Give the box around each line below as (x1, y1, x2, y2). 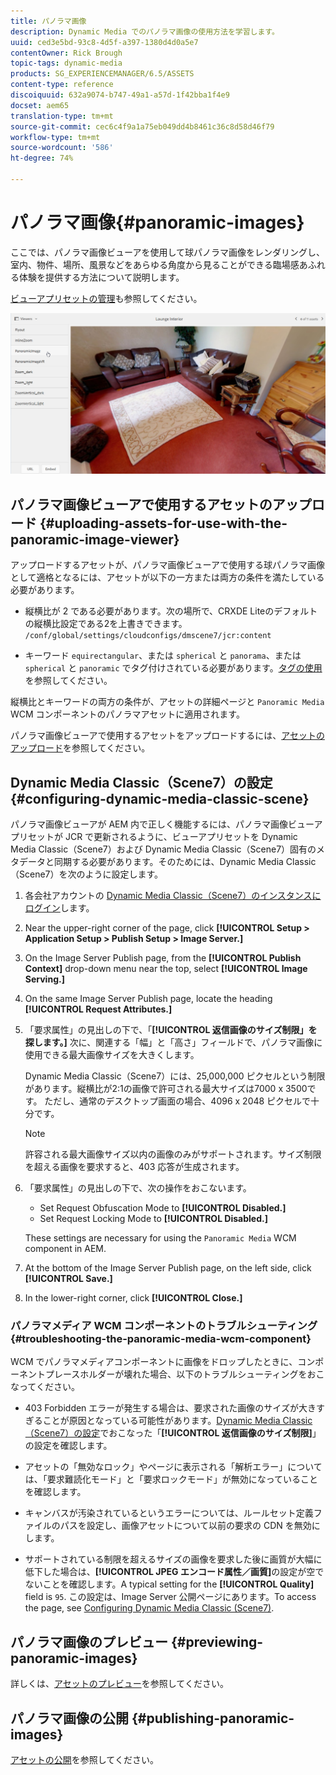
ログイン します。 (24, 902, 95, 914)
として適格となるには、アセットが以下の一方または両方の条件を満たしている (10, 571, 325, 584)
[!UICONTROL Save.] (24, 1273, 113, 1285)
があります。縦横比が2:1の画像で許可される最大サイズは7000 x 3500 (24, 1083, 308, 1095)
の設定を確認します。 (24, 1440, 113, 1452)
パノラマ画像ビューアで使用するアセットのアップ (10, 496, 312, 513)
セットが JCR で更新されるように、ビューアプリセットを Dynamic (27, 831, 298, 843)
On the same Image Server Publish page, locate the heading (24, 993, 273, 1005)
